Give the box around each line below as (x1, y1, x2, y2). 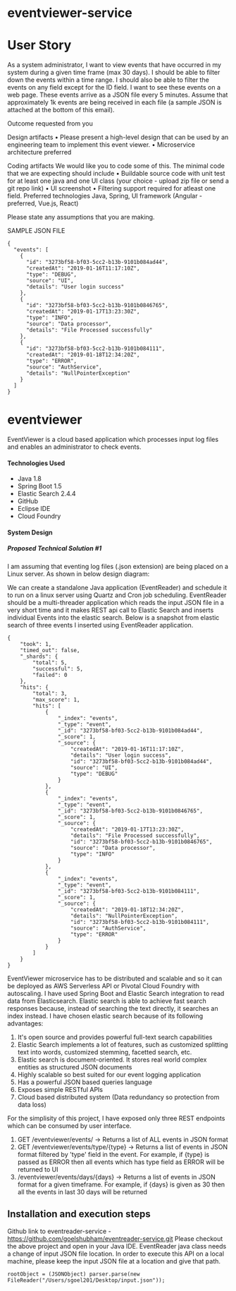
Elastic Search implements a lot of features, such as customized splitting (17, 1040, 228, 1049)
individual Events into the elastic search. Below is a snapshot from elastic (7, 613, 220, 622)
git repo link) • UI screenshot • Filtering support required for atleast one (7, 184, 216, 193)
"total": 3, (32, 690, 68, 697)
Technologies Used (7, 459, 66, 467)
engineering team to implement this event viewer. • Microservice (7, 140, 195, 149)
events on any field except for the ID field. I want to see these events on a (7, 83, 221, 92)
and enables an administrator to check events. (7, 443, 142, 451)
